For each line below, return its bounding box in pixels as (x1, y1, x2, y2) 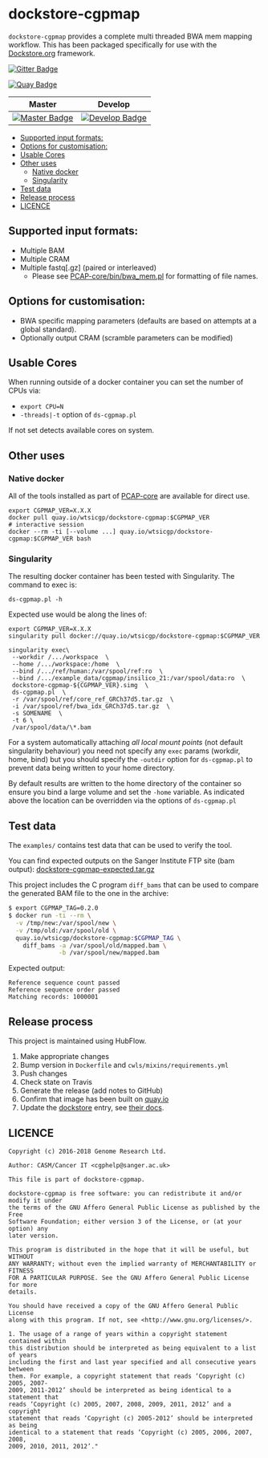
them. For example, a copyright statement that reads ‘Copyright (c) (8, 1372, 246, 1380)
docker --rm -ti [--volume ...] (8, 527, 116, 536)
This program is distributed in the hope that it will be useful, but (8, 1245, 250, 1253)
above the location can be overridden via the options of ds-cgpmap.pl (8, 796, 237, 805)
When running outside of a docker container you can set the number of (8, 377, 244, 387)
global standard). (19, 324, 77, 334)
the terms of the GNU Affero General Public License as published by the (8, 1203, 261, 1212)
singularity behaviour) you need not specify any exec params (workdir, (8, 746, 241, 755)
